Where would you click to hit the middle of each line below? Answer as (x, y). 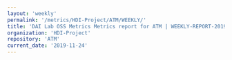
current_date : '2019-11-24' (48, 46)
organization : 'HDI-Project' (49, 33)
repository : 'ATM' (33, 39)
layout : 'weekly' (32, 13)
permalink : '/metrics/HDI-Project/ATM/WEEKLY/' (77, 20)
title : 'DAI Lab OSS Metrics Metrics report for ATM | (88, 26)
